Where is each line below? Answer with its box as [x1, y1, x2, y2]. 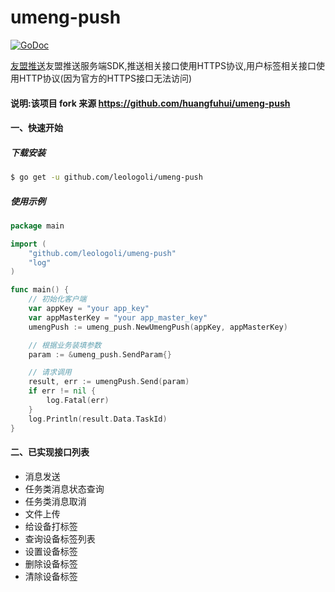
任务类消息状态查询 [24, 482, 105, 495]
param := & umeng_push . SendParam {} [28, 349, 172, 360]
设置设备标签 [24, 545, 78, 557]
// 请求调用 [28, 367, 72, 378]
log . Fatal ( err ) [46, 396, 110, 406]
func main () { [10, 285, 70, 295]
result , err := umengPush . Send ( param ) [28, 377, 190, 387]
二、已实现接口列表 [10, 446, 90, 458]
